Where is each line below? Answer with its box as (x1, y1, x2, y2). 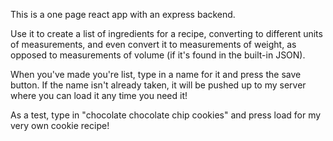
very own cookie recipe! (10, 120, 110, 131)
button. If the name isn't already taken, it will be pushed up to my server (10, 79, 307, 91)
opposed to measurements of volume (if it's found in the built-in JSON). (10, 49, 306, 61)
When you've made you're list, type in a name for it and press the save (10, 69, 302, 80)
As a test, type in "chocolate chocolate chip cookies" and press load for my (10, 109, 322, 121)
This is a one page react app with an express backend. (10, 9, 236, 20)
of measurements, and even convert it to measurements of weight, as (10, 39, 297, 50)
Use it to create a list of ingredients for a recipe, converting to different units (10, 28, 323, 39)
